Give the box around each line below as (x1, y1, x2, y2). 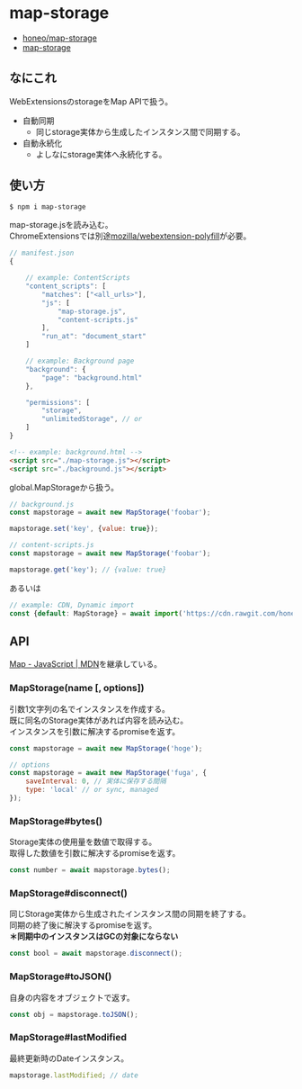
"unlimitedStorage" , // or (41, 415, 143, 424)
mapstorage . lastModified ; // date (9, 1070, 139, 1080)
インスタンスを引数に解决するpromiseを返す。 (9, 725, 181, 736)
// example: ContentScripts (25, 274, 130, 283)
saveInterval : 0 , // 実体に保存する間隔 (25, 777, 166, 786)
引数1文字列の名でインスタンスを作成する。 (9, 703, 171, 714)
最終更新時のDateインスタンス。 (9, 1052, 129, 1064)
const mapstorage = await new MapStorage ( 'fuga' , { (9, 769, 207, 778)
